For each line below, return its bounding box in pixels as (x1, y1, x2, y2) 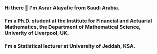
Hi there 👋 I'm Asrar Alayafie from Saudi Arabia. (4, 4, 120, 11)
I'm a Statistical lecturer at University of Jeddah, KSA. (4, 42, 135, 49)
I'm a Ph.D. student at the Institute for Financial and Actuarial (4, 17, 152, 24)
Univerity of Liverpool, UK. (4, 29, 69, 36)
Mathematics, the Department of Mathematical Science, (4, 23, 141, 30)
